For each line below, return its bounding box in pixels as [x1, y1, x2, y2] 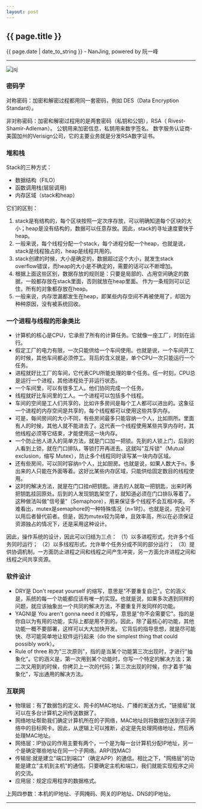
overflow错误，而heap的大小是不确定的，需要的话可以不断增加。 [14, 263, 176, 270]
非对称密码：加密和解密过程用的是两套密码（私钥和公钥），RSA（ [6, 117, 167, 124]
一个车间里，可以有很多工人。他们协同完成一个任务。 [14, 385, 147, 392]
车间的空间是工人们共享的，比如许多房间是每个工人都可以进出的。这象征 [14, 400, 194, 407]
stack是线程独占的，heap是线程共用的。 [14, 248, 115, 255]
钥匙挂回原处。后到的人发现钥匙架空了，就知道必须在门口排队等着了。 [20, 490, 194, 497]
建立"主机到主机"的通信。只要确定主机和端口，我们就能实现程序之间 [25, 762, 194, 769]
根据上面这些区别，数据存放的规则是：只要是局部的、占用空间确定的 [14, 270, 184, 278]
